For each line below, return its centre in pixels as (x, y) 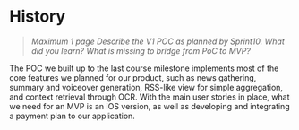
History (38, 17)
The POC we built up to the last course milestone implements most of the (144, 68)
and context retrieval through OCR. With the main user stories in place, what (149, 97)
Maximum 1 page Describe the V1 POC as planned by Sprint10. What (158, 41)
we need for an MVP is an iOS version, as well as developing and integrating (149, 106)
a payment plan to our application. (73, 116)
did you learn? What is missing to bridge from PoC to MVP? (141, 50)
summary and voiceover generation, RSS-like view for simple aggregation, (146, 87)
